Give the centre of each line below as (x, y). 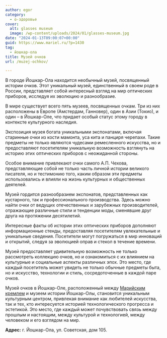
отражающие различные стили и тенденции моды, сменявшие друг (78, 210)
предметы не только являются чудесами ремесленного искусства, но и (83, 143)
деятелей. (16, 185)
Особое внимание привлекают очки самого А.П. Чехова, (67, 163)
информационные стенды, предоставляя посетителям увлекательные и (83, 231)
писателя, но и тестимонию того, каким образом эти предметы (74, 174)
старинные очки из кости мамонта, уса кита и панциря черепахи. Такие (83, 137)
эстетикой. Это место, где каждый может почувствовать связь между (81, 309)
